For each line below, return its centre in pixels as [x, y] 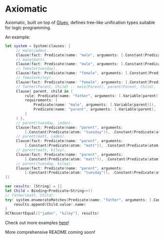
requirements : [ [41, 100]
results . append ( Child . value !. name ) [50, 204]
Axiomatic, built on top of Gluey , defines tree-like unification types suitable [80, 22]
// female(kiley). [35, 78]
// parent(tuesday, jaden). [44, 123]
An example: [18, 37]
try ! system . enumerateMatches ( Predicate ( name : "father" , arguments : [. [79, 200]
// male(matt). [31, 59]
